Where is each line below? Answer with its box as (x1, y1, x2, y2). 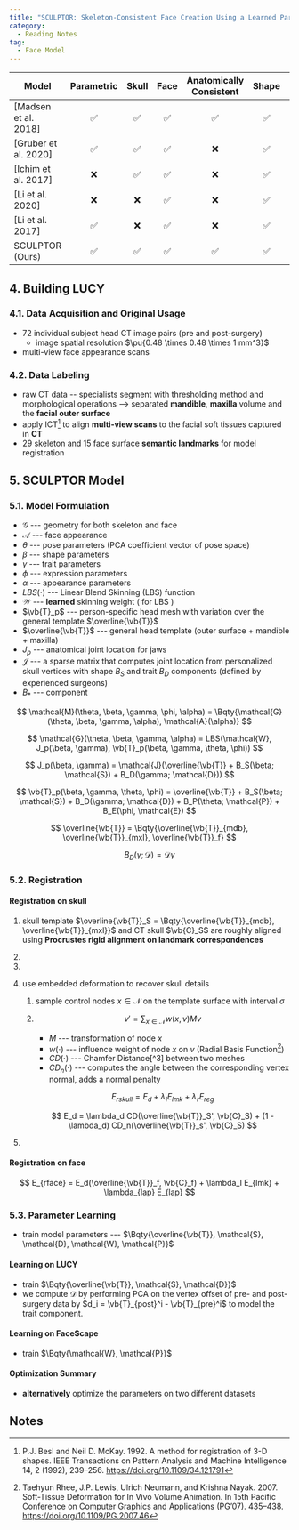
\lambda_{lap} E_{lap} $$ (103, 1187, 196, 1197)
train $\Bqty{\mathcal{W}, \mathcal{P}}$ (21, 1348, 172, 1358)
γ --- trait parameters (21, 559, 101, 569)
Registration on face (9, 1157, 86, 1168)
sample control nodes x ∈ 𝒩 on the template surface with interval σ (35, 995, 285, 1006)
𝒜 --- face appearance (21, 530, 108, 541)
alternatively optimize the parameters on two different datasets (21, 1388, 256, 1398)
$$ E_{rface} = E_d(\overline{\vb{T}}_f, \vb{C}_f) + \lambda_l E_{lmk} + (19, 1178, 280, 1188)
